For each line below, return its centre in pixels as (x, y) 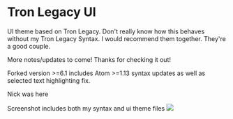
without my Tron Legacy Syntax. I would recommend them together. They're (117, 38)
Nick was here (28, 94)
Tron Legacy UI (52, 12)
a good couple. (29, 46)
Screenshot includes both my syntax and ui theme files (86, 108)
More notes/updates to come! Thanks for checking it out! (89, 59)
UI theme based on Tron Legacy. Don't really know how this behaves (106, 31)
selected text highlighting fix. (49, 80)
